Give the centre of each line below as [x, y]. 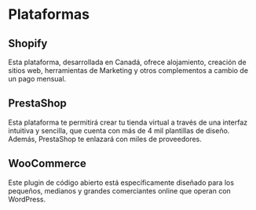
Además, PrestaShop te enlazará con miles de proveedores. [105, 139]
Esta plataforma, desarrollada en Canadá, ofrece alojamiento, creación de [127, 62]
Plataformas [49, 14]
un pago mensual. [37, 79]
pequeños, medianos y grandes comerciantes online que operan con [120, 190]
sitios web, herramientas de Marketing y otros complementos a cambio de [128, 71]
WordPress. [27, 199]
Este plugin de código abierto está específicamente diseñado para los [121, 183]
